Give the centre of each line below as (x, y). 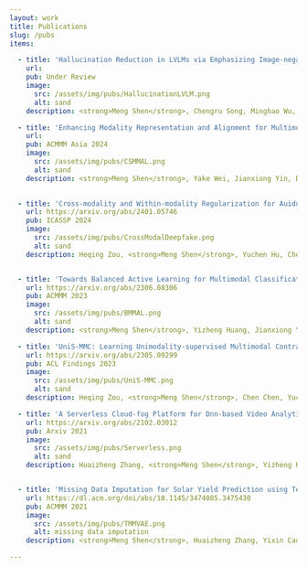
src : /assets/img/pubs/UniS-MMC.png (103, 380)
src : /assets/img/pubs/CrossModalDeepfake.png (124, 238)
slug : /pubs (32, 35)
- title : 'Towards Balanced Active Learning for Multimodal (134, 279)
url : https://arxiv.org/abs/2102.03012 (102, 423)
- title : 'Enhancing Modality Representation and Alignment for (143, 128)
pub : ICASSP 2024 (59, 220)
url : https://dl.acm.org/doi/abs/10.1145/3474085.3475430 (138, 498)
